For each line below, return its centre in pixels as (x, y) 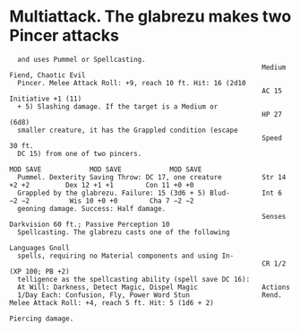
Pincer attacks (64, 35)
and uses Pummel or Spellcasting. (81, 59)
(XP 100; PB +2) (39, 271)
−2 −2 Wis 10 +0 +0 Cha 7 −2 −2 (102, 201)
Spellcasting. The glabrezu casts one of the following (124, 232)
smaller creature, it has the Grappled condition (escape (128, 130)
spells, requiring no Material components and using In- (126, 256)
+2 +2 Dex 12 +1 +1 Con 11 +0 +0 (102, 185)
